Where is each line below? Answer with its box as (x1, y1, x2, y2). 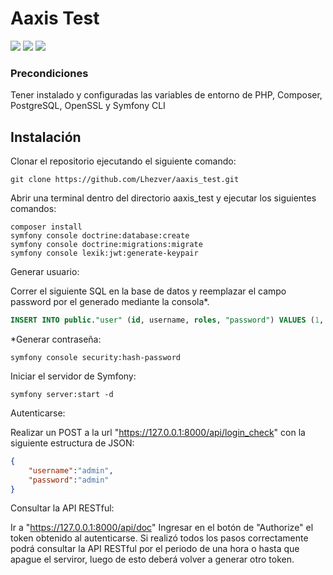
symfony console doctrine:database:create (10, 231, 190, 241)
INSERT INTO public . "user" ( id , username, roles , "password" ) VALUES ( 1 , (10, 315, 325, 326)
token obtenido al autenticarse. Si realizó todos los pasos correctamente (10, 532, 309, 544)
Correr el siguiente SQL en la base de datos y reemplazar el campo (10, 285, 287, 297)
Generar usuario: (10, 266, 80, 278)
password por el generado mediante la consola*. (10, 296, 210, 308)
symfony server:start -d (10, 389, 114, 399)
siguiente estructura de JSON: (10, 437, 135, 449)
